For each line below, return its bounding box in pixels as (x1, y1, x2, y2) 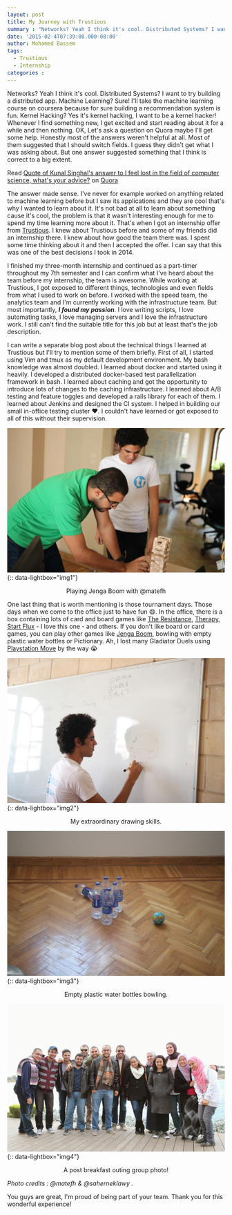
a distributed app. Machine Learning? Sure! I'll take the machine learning (7, 97, 213, 105)
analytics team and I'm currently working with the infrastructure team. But (7, 298, 217, 307)
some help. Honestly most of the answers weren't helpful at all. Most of (7, 133, 211, 142)
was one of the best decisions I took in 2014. (7, 248, 135, 256)
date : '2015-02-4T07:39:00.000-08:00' (7, 33, 119, 40)
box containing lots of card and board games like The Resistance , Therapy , (7, 615, 221, 623)
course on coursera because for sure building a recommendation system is (7, 104, 221, 112)
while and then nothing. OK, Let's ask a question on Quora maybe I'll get (7, 126, 213, 134)
